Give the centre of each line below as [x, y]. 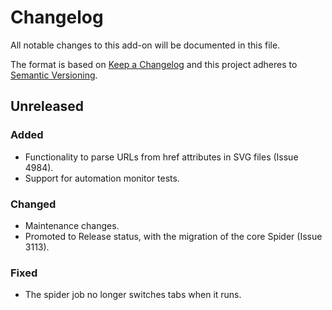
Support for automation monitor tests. [102, 178]
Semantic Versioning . [54, 75]
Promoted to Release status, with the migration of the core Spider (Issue [173, 236]
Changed [33, 204]
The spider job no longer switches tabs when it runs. [133, 295]
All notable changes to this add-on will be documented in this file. [145, 45]
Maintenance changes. [72, 225]
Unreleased [47, 106]
